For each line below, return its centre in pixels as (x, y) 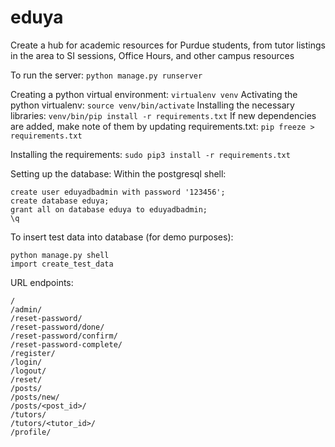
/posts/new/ (35, 397)
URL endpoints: (42, 282)
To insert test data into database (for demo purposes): (122, 237)
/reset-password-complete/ (66, 344)
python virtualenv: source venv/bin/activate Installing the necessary (152, 105)
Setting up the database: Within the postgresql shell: (118, 173)
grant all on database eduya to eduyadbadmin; (109, 209)
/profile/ (31, 432)
